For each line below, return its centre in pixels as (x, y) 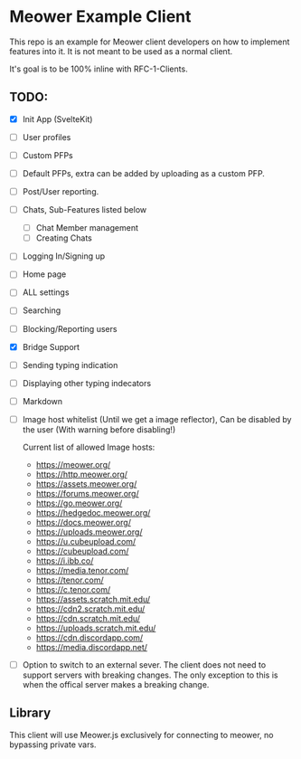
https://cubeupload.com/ (82, 551)
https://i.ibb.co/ (65, 560)
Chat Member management (87, 228)
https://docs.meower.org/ (83, 522)
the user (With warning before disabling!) (99, 429)
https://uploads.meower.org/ (89, 532)
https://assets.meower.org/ (86, 484)
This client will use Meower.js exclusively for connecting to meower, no (141, 735)
